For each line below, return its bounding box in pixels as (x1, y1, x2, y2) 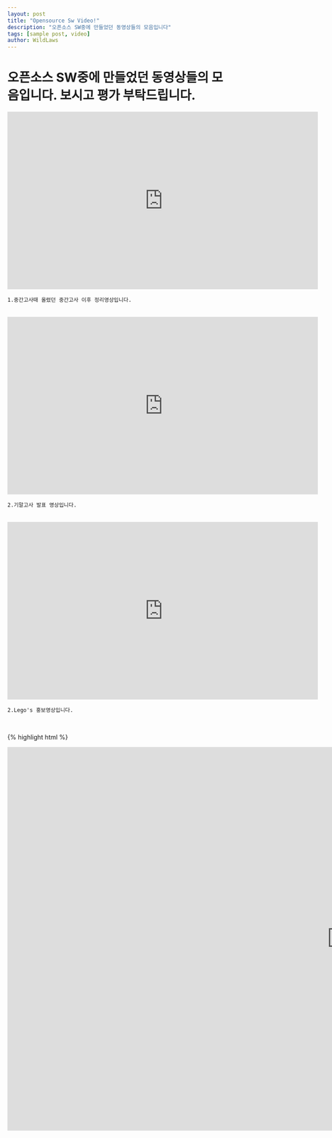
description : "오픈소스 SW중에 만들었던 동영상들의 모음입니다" (7, 23, 172, 31)
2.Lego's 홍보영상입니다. (7, 707, 74, 714)
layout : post (7, 10, 46, 18)
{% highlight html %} (7, 733, 69, 742)
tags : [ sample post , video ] (7, 30, 91, 38)
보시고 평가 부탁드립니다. (60, 87, 197, 104)
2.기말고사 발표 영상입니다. (7, 502, 77, 509)
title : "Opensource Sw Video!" (7, 17, 100, 24)
